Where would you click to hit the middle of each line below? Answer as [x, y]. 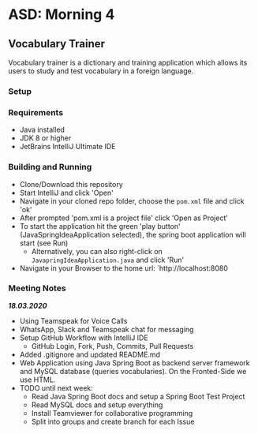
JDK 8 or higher [45, 138]
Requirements [36, 112]
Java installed [42, 130]
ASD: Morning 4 [62, 15]
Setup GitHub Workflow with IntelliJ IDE [84, 338]
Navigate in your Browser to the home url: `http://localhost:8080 [124, 268]
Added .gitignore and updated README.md [90, 354]
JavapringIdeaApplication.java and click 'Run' [108, 260]
